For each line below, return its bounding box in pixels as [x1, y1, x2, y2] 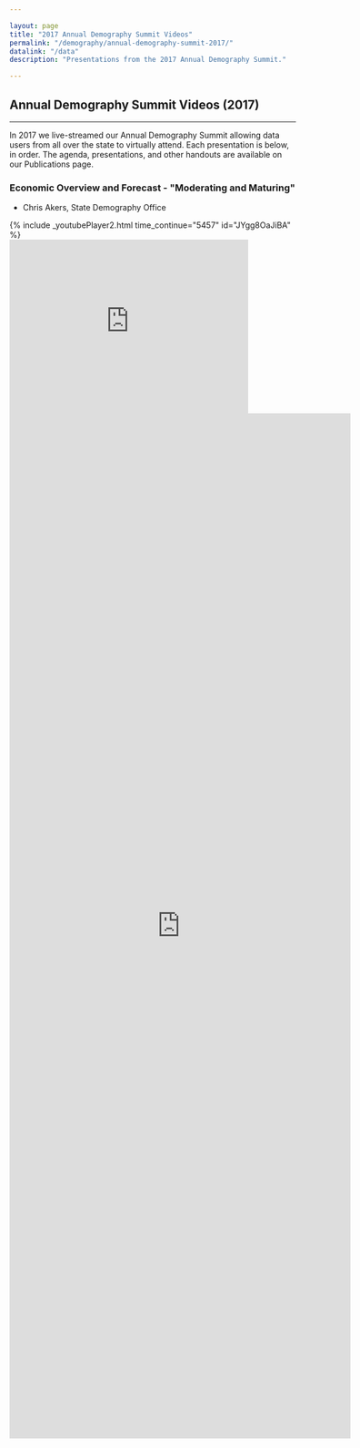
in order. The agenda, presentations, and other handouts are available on [9, 149, 283, 159]
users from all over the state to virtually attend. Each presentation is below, [9, 139, 289, 150]
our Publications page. [9, 159, 94, 169]
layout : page [9, 21, 59, 30]
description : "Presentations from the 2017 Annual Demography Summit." [9, 56, 286, 65]
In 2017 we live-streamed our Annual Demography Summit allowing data [9, 129, 280, 140]
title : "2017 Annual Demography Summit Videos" [9, 29, 194, 39]
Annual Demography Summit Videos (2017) [9, 97, 260, 112]
